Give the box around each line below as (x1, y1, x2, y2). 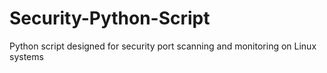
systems (9, 50, 44, 62)
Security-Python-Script (9, 7, 211, 30)
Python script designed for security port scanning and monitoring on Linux (9, 40, 317, 52)
